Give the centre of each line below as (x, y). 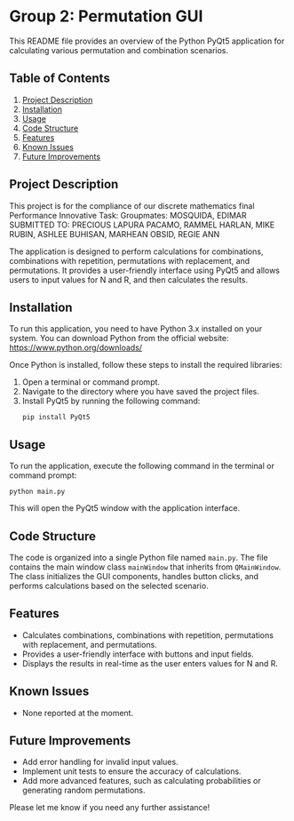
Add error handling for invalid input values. (100, 762)
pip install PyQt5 (56, 418)
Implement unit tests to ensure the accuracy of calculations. (131, 771)
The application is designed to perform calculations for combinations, (136, 251)
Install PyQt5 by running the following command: (111, 401)
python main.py (37, 492)
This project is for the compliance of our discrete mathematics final (132, 205)
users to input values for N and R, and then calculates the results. (129, 279)
